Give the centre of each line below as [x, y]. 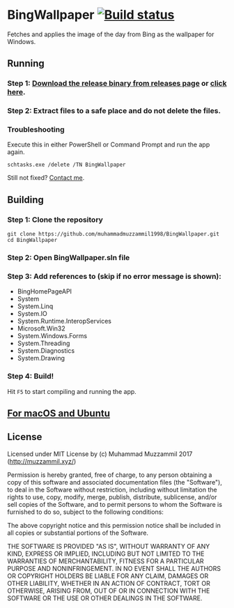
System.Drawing [41, 358]
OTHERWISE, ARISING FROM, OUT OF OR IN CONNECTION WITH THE [109, 591]
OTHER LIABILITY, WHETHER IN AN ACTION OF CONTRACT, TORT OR [109, 583]
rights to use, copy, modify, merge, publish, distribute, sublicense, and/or [112, 497]
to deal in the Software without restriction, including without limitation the [112, 489]
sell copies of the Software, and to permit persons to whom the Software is [115, 504]
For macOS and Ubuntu [58, 414]
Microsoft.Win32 [41, 328]
